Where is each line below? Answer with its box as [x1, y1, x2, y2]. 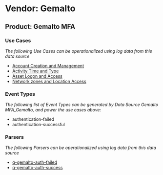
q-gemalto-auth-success [12, 165, 63, 171]
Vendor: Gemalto [5, 3, 76, 14]
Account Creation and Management [12, 63, 84, 68]
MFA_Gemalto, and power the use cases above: [5, 107, 102, 113]
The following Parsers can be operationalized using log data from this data [5, 145, 157, 151]
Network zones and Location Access [12, 78, 86, 84]
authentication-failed [12, 116, 55, 122]
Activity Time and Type [12, 68, 59, 74]
